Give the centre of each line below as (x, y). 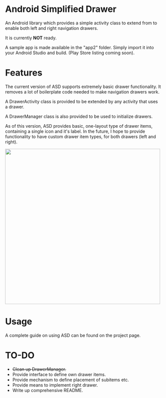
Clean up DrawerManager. (39, 369)
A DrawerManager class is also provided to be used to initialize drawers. (79, 116)
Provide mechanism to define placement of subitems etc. (71, 380)
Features (24, 73)
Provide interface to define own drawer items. (59, 374)
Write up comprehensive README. (48, 390)
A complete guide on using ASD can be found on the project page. (73, 335)
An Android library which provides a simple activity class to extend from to (81, 23)
